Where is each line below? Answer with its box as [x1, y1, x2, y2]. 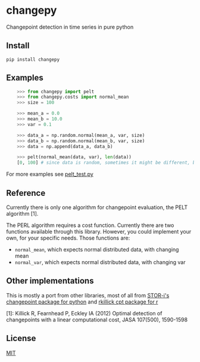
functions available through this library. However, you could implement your [6, 228, 192, 235]
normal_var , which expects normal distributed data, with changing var [14, 259, 186, 266]
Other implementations [6, 276, 94, 286]
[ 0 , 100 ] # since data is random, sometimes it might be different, [17, 159, 190, 166]
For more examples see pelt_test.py [6, 171, 93, 178]
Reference [6, 188, 46, 198]
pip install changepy [6, 56, 60, 63]
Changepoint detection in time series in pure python [6, 23, 134, 30]
